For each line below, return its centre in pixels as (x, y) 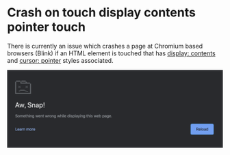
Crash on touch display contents (102, 13)
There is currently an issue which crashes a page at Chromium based (105, 46)
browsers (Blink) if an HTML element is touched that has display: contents (111, 53)
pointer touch (47, 27)
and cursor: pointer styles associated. (61, 60)
